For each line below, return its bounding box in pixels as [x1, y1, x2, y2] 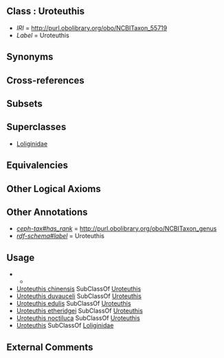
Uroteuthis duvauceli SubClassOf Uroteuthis [16, 292, 142, 300]
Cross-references [6, 74, 85, 86]
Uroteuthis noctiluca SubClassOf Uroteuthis [16, 314, 140, 322]
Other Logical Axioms [6, 182, 101, 195]
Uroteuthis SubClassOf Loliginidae [16, 322, 114, 330]
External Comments [6, 341, 93, 353]
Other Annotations [6, 206, 88, 218]
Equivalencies [6, 160, 68, 171]
